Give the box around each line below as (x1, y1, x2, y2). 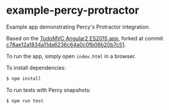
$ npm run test (6, 98, 44, 104)
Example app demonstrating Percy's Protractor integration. (6, 23, 151, 30)
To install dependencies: (6, 64, 67, 71)
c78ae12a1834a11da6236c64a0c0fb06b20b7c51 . (6, 41, 126, 48)
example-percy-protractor (6, 4, 140, 17)
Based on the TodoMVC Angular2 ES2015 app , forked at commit (6, 34, 164, 42)
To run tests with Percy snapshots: (6, 86, 91, 93)
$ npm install (6, 76, 42, 81)
